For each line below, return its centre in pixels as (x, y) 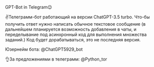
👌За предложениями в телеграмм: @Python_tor (56, 59)
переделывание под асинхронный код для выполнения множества (76, 34)
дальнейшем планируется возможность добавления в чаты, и (71, 29)
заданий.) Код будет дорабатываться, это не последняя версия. (73, 40)
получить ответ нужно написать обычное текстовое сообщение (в (75, 24)
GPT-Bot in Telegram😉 (29, 7)
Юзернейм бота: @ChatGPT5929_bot (44, 49)
